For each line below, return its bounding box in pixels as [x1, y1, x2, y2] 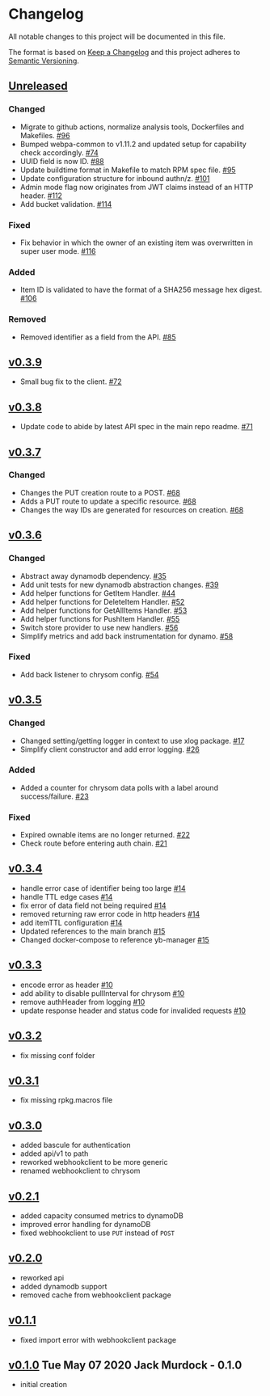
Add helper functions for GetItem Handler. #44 [19, 588, 176, 598]
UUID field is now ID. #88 [19, 156, 105, 166]
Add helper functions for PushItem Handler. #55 [19, 614, 180, 623]
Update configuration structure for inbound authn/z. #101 [19, 173, 210, 183]
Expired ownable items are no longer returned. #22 [19, 830, 191, 840]
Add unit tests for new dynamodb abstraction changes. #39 [19, 580, 219, 589]
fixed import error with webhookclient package [19, 1335, 176, 1344]
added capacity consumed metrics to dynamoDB [19, 1210, 184, 1221]
